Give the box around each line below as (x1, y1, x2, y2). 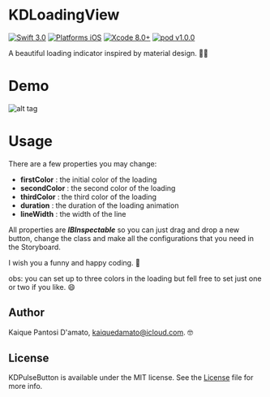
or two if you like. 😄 (8, 282, 75, 291)
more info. (8, 382, 43, 391)
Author (8, 306, 45, 320)
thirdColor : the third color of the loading (19, 192, 156, 201)
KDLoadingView (8, 6, 120, 24)
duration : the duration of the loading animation (19, 201, 179, 210)
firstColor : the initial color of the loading (19, 175, 157, 184)
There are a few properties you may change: (8, 158, 157, 168)
